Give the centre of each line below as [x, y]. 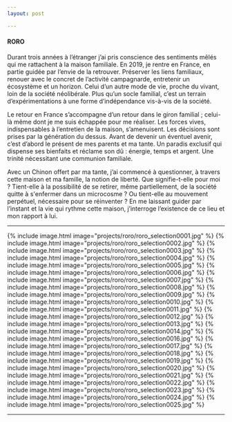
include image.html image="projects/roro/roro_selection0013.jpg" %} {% [110, 324]
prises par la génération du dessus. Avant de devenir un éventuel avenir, [110, 136]
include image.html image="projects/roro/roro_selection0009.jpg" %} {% [111, 294]
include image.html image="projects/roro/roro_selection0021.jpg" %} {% [110, 375]
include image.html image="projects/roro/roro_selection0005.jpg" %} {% [111, 265]
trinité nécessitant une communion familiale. [70, 158]
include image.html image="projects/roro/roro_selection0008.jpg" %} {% [111, 287]
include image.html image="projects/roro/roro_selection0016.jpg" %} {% [110, 338]
